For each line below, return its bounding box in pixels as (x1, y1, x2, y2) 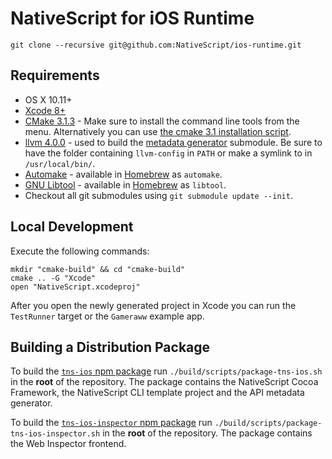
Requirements (10, 67, 100, 84)
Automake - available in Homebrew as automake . (24, 168, 223, 180)
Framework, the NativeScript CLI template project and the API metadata (10, 387, 305, 399)
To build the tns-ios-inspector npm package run (10, 417, 213, 429)
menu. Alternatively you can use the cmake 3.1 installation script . (24, 125, 292, 137)
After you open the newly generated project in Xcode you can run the (10, 299, 297, 311)
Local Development (10, 218, 134, 236)
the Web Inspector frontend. (10, 438, 127, 450)
